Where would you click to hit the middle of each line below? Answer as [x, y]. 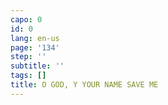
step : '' [28, 57]
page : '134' [35, 47]
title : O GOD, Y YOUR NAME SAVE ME [84, 85]
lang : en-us [35, 38]
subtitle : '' [37, 66]
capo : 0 [26, 19]
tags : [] [28, 76]
